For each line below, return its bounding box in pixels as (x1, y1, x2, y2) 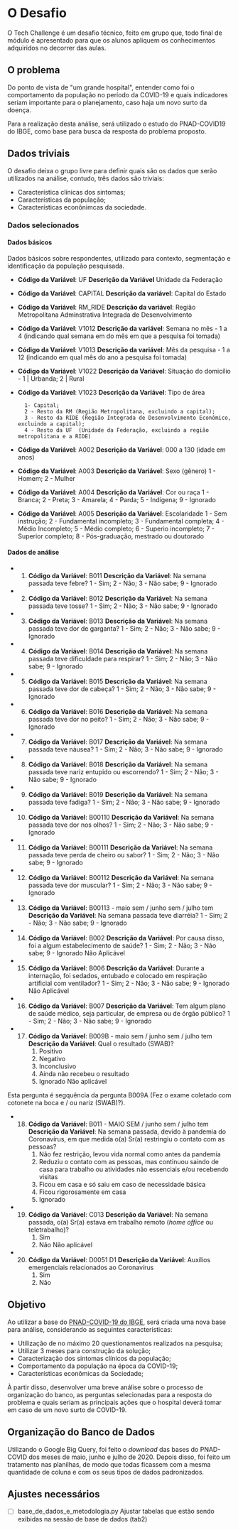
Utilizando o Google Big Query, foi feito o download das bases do (7, 1445, 199, 1453)
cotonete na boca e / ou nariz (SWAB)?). (7, 1098, 126, 1107)
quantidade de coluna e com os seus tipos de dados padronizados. (7, 1467, 205, 1476)
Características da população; (17, 195, 107, 204)
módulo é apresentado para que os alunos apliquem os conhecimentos (7, 36, 215, 44)
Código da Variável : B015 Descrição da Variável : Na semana (28, 677, 207, 685)
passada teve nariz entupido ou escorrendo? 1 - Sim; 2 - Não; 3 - (28, 767, 219, 776)
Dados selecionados (7, 220, 80, 230)
